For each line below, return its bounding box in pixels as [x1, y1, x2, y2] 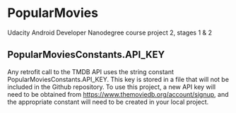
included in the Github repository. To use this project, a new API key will [7, 83, 216, 91]
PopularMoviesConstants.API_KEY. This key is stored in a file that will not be [7, 75, 230, 83]
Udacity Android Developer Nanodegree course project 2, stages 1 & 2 [7, 28, 213, 37]
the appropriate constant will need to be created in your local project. [7, 97, 209, 106]
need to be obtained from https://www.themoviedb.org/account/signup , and [7, 90, 229, 98]
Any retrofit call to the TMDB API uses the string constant [7, 67, 175, 76]
